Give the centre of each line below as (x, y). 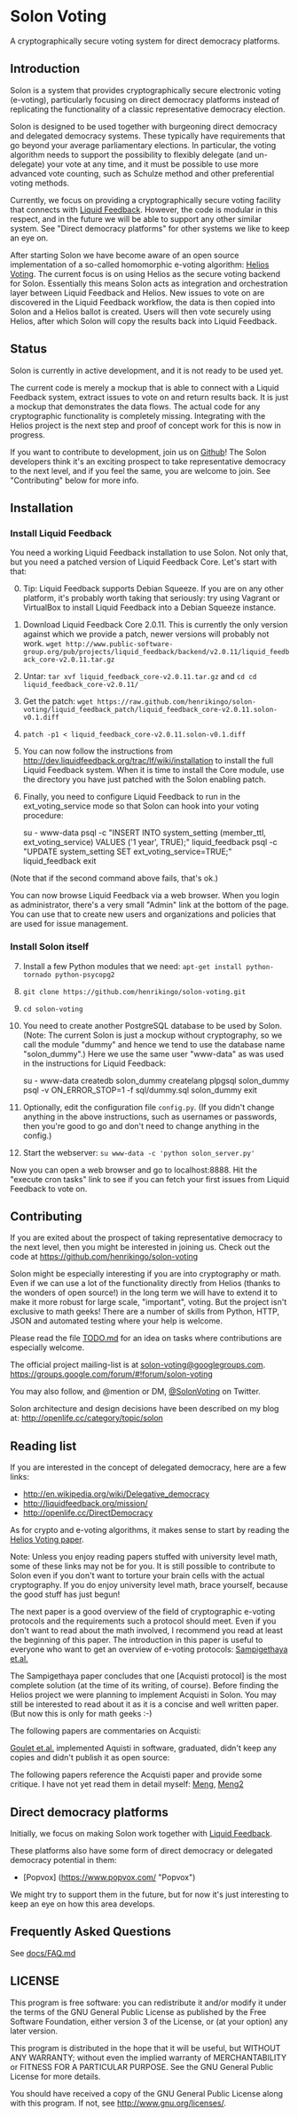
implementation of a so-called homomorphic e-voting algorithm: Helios (140, 265)
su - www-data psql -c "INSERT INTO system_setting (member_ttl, (145, 833)
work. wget (43, 644)
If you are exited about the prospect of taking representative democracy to (146, 1238)
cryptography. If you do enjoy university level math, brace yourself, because (149, 1585)
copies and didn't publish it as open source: (90, 1758)
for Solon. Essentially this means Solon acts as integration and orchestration (149, 283)
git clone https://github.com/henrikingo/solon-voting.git (134, 991)
